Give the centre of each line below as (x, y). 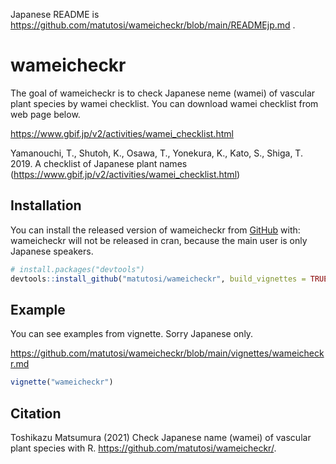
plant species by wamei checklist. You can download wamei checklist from (164, 103)
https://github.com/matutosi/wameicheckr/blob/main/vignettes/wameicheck (167, 353)
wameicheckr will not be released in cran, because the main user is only (159, 240)
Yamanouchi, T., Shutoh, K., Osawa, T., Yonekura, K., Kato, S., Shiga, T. (156, 153)
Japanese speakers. (52, 251)
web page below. (45, 114)
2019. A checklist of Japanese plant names (99, 163)
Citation (36, 413)
